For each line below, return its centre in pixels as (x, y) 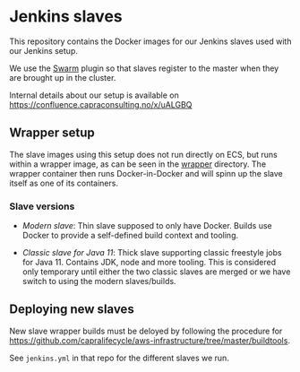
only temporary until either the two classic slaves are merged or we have (156, 272)
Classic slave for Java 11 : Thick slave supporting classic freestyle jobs (152, 253)
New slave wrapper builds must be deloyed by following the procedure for (146, 331)
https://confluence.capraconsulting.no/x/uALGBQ (101, 104)
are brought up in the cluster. (63, 77)
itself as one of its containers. (64, 183)
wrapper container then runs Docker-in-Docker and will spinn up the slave (146, 173)
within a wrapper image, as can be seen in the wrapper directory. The (138, 164)
